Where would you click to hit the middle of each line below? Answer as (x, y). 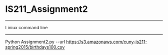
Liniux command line (26, 27)
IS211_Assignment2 (47, 9)
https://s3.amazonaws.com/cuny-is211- (107, 42)
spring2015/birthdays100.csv (35, 47)
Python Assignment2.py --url (35, 42)
